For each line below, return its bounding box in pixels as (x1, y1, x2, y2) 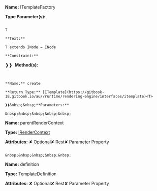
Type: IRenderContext (5, 129, 50, 135)
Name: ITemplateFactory (5, 4, 56, 10)
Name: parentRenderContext (5, 120, 64, 126)
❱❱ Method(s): (5, 62, 38, 68)
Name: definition (5, 161, 39, 167)
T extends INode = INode (5, 45, 56, 50)
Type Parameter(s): (5, 14, 46, 19)
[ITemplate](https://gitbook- (42, 90, 105, 95)
